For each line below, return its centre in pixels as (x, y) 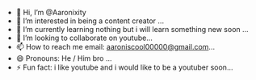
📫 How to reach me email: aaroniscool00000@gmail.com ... (115, 47)
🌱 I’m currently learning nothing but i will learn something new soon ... (132, 29)
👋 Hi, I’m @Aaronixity (51, 12)
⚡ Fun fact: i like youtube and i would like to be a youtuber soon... (124, 67)
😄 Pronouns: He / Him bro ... (64, 58)
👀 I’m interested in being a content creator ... (90, 21)
